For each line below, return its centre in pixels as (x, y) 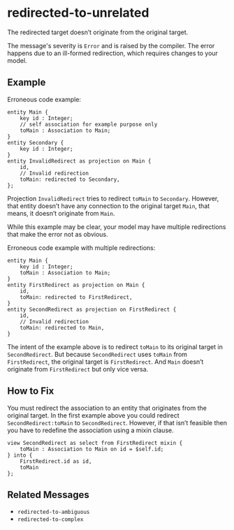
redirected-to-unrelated (78, 13)
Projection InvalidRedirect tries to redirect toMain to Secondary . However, (113, 198)
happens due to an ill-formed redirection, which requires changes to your (113, 53)
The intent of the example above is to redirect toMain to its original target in (115, 346)
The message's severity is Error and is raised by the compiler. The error (111, 45)
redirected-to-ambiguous (53, 512)
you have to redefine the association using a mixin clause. (90, 430)
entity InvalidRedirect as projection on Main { (79, 161)
